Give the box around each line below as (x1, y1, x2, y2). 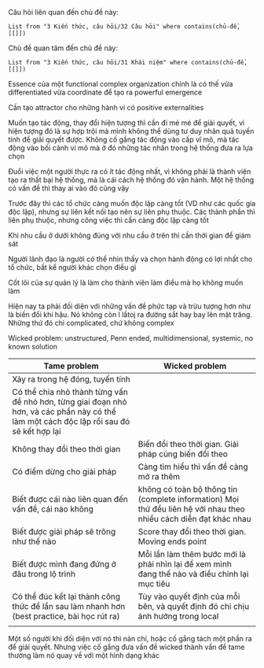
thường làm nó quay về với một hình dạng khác (8, 651, 159, 660)
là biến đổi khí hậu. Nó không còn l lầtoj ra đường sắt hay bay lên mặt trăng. (8, 310, 253, 319)
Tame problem (43, 360, 100, 371)
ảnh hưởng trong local (137, 611, 219, 622)
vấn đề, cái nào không (12, 504, 94, 515)
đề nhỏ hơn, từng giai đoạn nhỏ (12, 397, 127, 407)
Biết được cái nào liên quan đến (12, 494, 128, 504)
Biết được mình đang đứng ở (12, 559, 116, 570)
